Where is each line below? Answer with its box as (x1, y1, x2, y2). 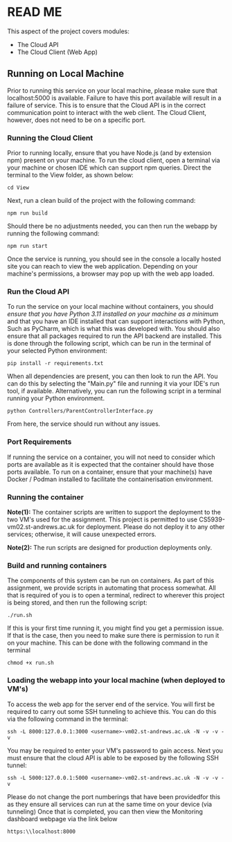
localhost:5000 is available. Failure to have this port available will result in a (7, 93, 222, 102)
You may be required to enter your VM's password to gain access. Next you (7, 746, 224, 755)
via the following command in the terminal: (7, 715, 129, 723)
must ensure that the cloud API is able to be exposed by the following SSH (7, 753, 220, 762)
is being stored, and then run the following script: (7, 598, 148, 607)
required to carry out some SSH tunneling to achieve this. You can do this (7, 707, 217, 715)
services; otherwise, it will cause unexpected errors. (7, 530, 157, 538)
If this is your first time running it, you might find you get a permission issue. (7, 624, 224, 632)
